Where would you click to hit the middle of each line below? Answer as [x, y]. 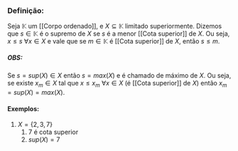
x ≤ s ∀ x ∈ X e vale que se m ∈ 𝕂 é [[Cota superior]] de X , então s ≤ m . [114, 41]
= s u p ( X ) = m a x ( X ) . [36, 93]
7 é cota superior [53, 132]
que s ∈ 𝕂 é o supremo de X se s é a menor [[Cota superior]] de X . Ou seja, [119, 33]
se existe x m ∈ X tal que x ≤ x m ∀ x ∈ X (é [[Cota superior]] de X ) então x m [117, 84]
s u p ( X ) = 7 [44, 140]
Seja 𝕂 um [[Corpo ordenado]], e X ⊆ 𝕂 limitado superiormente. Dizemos [115, 26]
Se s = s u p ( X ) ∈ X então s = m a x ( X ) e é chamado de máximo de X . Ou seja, [119, 75]
